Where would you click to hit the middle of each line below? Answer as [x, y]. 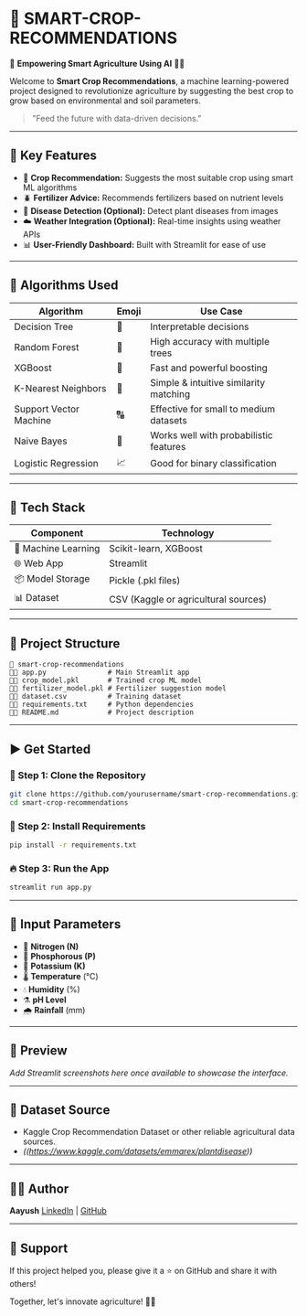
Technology [188, 533]
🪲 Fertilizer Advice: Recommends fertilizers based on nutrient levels [153, 198]
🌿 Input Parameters [65, 924]
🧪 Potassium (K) [54, 966]
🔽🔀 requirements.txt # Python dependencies [102, 705]
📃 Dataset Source [60, 1110]
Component [57, 533]
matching [170, 394]
